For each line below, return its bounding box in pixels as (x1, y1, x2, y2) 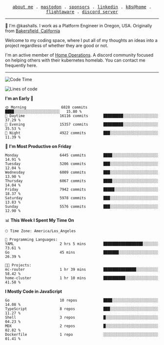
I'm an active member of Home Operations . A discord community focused (5, 52, 154, 58)
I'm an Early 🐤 (5, 95, 34, 101)
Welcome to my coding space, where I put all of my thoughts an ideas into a (5, 38, 158, 43)
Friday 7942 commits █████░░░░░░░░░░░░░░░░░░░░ (5, 187, 159, 192)
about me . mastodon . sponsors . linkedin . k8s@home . (12, 4, 152, 9)
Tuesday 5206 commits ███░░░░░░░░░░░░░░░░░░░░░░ (5, 161, 159, 166)
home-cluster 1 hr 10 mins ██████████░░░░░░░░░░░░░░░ (5, 276, 159, 280)
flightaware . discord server (45, 9, 119, 14)
